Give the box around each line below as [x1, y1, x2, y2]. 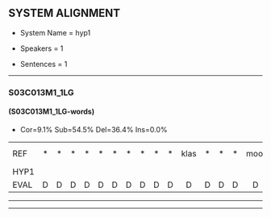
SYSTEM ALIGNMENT [8, 6, 121, 20]
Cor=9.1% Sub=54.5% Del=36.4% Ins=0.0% [19, 124, 168, 134]
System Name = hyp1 [19, 27, 91, 37]
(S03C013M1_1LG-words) [8, 106, 95, 116]
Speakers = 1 [19, 44, 64, 53]
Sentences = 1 [19, 59, 68, 69]
